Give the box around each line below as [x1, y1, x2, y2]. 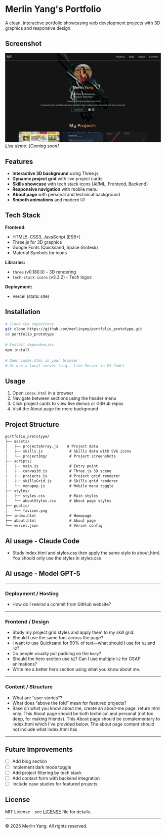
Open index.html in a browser [12, 390, 74, 396]
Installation [5, 308, 41, 316]
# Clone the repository [5, 321, 54, 327]
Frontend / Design [5, 618, 49, 625]
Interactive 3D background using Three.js [12, 170, 99, 176]
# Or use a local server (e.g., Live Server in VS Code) [5, 363, 125, 368]
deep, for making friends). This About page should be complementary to [12, 716, 160, 722]
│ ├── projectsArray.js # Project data [5, 444, 98, 449]
